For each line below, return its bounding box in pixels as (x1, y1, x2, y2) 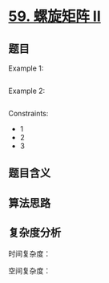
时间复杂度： (8, 249, 50, 258)
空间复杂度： (8, 265, 50, 275)
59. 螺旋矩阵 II (8, 7, 102, 26)
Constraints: (8, 109, 49, 118)
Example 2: (8, 86, 46, 95)
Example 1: (8, 63, 44, 73)
